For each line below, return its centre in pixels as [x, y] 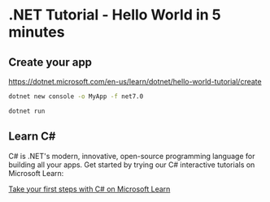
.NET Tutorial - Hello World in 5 [115, 15]
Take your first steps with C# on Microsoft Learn [89, 189]
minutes [37, 32]
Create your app [50, 62]
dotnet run [27, 111]
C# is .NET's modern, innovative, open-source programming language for [132, 156]
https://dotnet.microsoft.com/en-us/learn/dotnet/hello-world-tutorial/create [135, 82]
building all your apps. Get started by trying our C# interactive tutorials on [132, 165]
